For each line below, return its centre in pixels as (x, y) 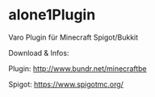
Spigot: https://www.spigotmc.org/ (66, 84)
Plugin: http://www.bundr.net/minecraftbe (77, 68)
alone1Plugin (52, 15)
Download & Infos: (39, 53)
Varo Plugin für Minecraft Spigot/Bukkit (73, 37)
